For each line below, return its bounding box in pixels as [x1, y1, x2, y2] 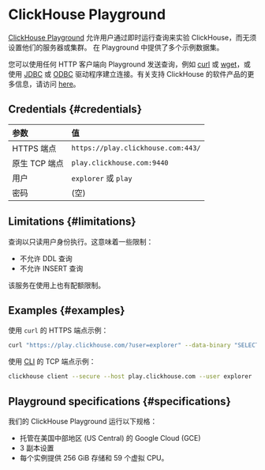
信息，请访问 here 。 [14, 79, 80, 89]
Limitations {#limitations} [8, 215, 136, 229]
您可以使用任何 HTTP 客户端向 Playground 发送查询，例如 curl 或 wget [8, 59, 237, 69]
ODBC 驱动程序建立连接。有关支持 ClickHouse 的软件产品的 [53, 69, 248, 78]
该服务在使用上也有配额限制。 [8, 280, 105, 290]
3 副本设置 [19, 443, 54, 453]
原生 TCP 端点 [12, 157, 65, 169]
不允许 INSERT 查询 [19, 263, 84, 273]
